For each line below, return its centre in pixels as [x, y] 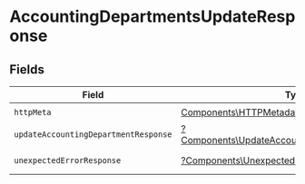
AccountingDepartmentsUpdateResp [152, 17]
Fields [27, 69]
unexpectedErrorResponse [68, 160]
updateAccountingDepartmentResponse [93, 135]
